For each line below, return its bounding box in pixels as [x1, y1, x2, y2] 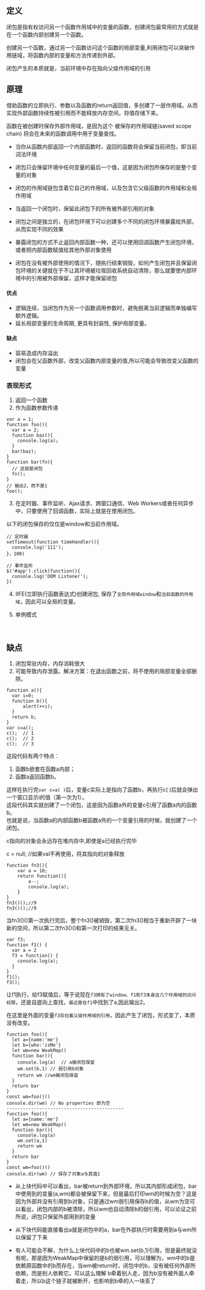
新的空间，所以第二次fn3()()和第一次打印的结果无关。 [6, 924, 140, 932]
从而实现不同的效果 [15, 225, 64, 232]
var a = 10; [17, 868, 48, 874]
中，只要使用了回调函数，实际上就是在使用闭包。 [15, 507, 138, 515]
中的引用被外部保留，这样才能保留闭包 [20, 274, 117, 281]
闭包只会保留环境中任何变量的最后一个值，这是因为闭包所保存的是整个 [15, 163, 192, 171]
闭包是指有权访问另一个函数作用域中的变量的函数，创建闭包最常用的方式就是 [6, 23, 199, 31]
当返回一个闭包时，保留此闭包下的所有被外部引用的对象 [15, 204, 154, 212]
